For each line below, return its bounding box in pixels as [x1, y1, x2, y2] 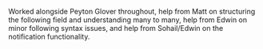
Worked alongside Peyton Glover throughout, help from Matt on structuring [8, 7, 256, 16]
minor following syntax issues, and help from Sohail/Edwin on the [8, 24, 224, 32]
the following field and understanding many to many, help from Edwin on [8, 15, 248, 24]
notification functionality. [8, 32, 90, 41]
